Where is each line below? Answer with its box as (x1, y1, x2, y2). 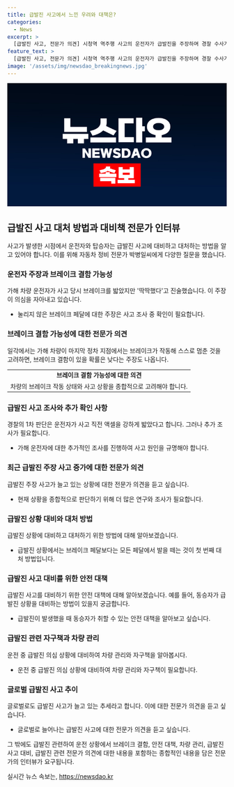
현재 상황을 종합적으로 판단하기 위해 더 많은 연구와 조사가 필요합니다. (17, 494, 203, 503)
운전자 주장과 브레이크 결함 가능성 (7, 269, 113, 279)
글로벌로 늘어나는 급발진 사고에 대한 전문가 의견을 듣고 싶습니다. (17, 725, 190, 733)
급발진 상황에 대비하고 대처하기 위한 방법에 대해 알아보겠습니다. (7, 531, 179, 540)
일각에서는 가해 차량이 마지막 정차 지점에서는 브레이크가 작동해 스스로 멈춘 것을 (7, 346, 221, 354)
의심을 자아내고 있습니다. (14, 295, 82, 304)
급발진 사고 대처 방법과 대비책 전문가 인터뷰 (7, 221, 180, 233)
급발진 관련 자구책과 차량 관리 (7, 634, 100, 644)
